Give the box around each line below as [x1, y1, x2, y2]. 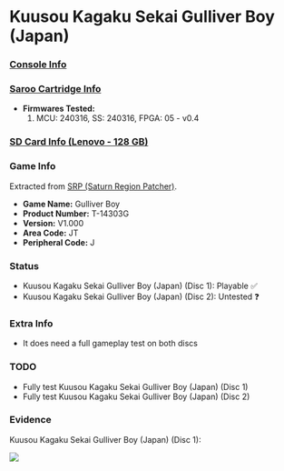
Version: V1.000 [22, 217, 84, 228]
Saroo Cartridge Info [9, 83, 102, 95]
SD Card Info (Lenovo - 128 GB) [9, 135, 149, 148]
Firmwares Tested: [22, 103, 95, 115]
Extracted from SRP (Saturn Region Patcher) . [9, 180, 178, 192]
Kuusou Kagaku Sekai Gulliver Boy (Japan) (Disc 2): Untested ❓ [22, 291, 260, 302]
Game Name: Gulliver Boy [22, 198, 121, 209]
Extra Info [9, 316, 54, 329]
